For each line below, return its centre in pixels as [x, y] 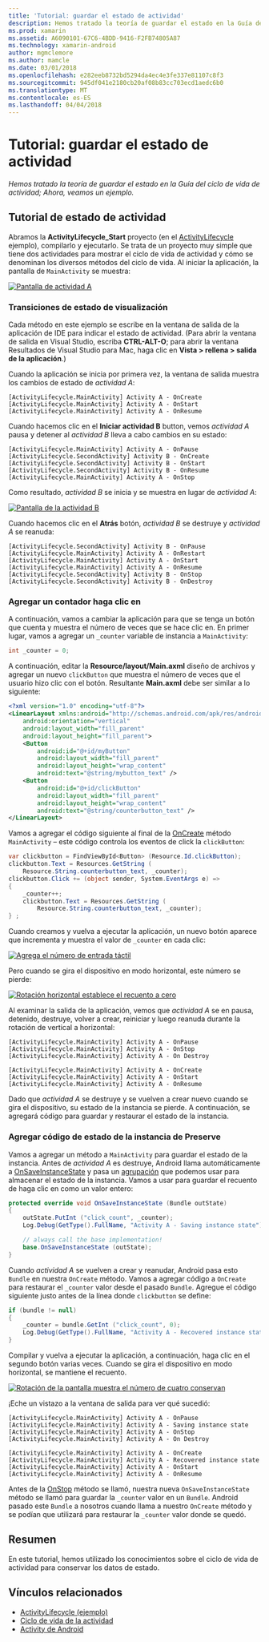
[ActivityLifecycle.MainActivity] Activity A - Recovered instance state [134, 1460]
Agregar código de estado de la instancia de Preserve [115, 1137]
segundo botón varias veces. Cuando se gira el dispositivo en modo [120, 1364]
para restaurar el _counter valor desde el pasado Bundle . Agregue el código [132, 1287]
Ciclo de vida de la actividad [66, 1620]
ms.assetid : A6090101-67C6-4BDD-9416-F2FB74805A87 [94, 38]
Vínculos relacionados [65, 1593]
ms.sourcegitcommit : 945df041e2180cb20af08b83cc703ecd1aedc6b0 [116, 83]
